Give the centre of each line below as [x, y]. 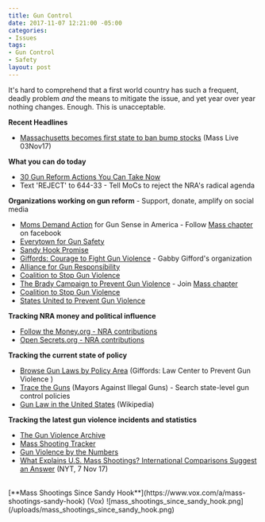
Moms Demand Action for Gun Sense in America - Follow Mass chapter [136, 224]
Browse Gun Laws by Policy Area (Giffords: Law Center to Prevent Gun [135, 370]
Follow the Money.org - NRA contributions [88, 331]
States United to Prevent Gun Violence [82, 300]
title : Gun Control [40, 15]
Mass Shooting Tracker [58, 443]
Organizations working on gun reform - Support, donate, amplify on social [131, 200]
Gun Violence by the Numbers [69, 452]
